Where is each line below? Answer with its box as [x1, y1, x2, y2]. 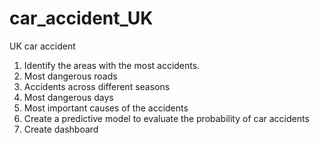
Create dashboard [23, 123, 99, 135]
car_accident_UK [9, 7, 154, 30]
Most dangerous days [23, 91, 114, 103]
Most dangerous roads [23, 70, 118, 82]
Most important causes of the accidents [23, 102, 189, 114]
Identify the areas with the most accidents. [23, 59, 201, 71]
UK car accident [9, 40, 76, 52]
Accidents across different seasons [23, 80, 171, 92]
